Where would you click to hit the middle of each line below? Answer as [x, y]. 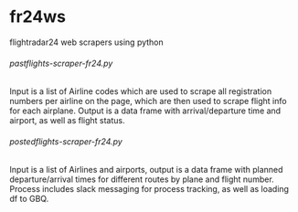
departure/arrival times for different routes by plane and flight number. [142, 179]
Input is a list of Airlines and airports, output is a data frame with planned [146, 170]
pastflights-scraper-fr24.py [61, 63]
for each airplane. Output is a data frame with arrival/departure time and [145, 111]
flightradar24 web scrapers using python [87, 42]
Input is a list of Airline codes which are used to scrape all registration [141, 91]
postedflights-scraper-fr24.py [66, 141]
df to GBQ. [29, 199]
